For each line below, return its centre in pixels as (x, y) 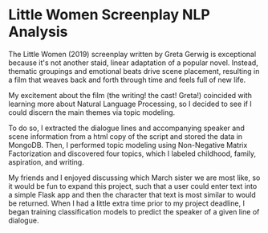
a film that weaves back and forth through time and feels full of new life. (127, 80)
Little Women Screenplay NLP (109, 15)
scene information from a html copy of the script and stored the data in (126, 136)
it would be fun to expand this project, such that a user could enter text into (133, 186)
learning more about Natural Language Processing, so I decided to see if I (130, 104)
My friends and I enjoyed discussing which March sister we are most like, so (134, 178)
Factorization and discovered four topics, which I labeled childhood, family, (132, 153)
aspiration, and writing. (46, 161)
